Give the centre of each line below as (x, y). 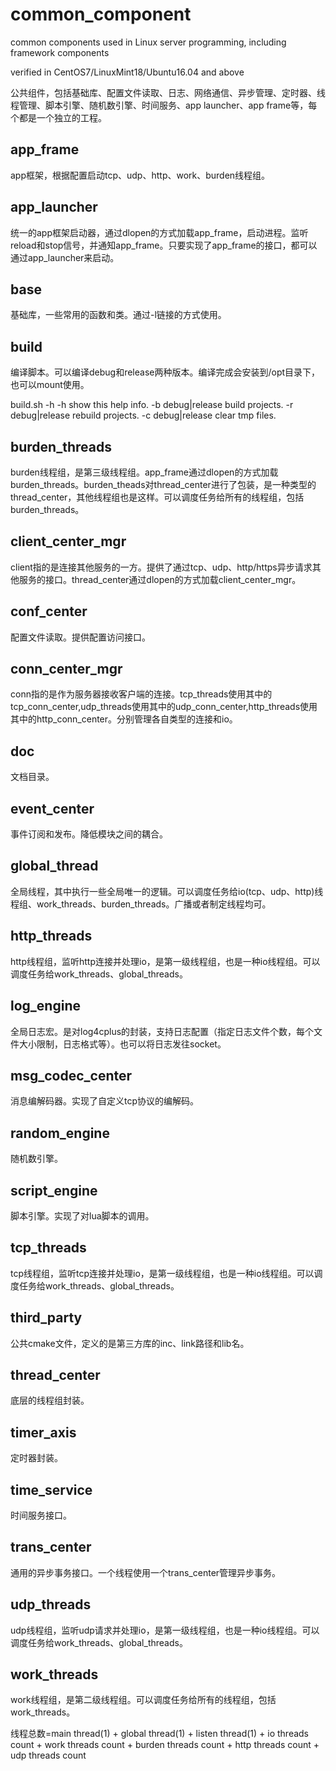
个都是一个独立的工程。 (58, 117)
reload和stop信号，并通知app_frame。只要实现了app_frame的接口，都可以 (164, 245)
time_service (51, 1489)
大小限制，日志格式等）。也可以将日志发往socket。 (122, 1044)
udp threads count (48, 1755)
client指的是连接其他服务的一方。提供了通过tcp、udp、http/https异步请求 (161, 567)
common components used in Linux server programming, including (148, 42)
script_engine (54, 1190)
